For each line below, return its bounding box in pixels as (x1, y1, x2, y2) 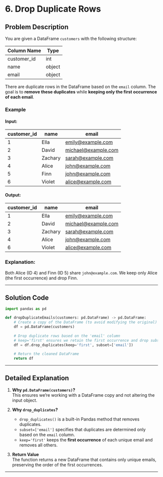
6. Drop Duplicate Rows (5, 3, 101, 15)
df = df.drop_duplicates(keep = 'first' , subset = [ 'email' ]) (14, 342, 133, 348)
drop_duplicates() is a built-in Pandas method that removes (19, 416, 140, 422)
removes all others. (19, 442, 58, 448)
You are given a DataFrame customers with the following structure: (5, 36, 137, 41)
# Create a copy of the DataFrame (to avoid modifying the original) (14, 320, 158, 325)
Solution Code (5, 294, 49, 302)
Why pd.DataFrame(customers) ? (12, 387, 76, 393)
